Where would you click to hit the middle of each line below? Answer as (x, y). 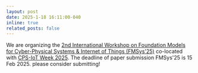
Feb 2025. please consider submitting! (53, 64)
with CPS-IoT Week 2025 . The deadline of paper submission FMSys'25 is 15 (99, 58)
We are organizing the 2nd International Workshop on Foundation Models (96, 45)
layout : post (22, 12)
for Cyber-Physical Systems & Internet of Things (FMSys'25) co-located (95, 52)
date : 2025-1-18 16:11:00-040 (44, 17)
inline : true (22, 23)
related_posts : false (33, 28)
